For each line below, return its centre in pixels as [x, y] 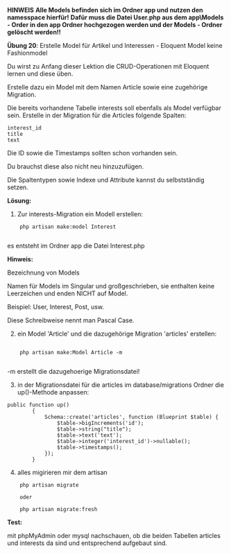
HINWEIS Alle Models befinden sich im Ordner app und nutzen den [105, 10]
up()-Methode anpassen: [53, 392]
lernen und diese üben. [40, 73]
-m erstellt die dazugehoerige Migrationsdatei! [74, 371]
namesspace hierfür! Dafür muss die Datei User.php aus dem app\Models [115, 17]
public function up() [38, 405]
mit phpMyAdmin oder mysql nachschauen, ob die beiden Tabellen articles [114, 536]
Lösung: [19, 201]
